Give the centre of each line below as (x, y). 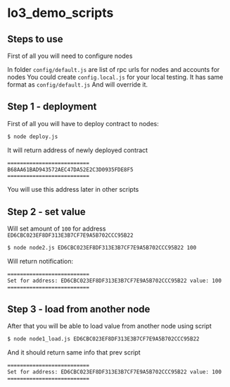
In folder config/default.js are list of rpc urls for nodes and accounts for (114, 69)
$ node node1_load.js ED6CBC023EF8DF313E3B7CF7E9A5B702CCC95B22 (103, 339)
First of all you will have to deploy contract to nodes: (83, 123)
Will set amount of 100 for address (57, 229)
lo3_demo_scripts (60, 13)
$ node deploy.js (33, 136)
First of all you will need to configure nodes (70, 56)
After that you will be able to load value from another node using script (110, 326)
